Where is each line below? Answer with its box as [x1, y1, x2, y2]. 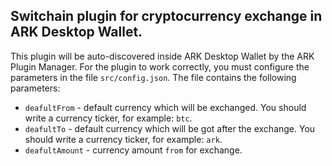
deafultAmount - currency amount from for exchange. [24, 144, 243, 156]
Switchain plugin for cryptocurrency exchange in [10, 8, 323, 25]
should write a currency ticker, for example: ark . [24, 133, 223, 145]
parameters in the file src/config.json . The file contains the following [10, 71, 297, 83]
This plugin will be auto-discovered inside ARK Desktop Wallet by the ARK [10, 50, 315, 62]
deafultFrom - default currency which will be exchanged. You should [24, 101, 307, 113]
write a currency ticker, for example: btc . [24, 112, 193, 124]
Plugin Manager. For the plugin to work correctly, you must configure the [10, 60, 310, 73]
